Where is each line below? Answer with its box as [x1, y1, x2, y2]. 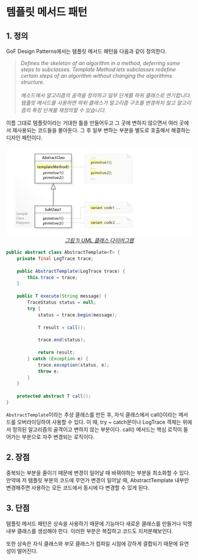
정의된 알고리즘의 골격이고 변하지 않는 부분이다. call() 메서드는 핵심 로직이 [12, 425, 182, 433]
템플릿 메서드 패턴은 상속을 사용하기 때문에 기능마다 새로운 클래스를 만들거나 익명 [6, 520, 193, 527]
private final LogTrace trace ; [17, 256, 94, 262]
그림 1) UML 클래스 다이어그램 [64, 237, 134, 244]
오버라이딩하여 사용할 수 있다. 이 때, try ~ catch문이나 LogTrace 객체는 [17, 418, 181, 425]
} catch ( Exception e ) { [27, 355, 89, 362]
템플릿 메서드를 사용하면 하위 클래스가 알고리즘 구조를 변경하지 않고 [20, 99, 176, 106]
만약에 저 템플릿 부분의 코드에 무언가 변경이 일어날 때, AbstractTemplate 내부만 [6, 476, 189, 483]
